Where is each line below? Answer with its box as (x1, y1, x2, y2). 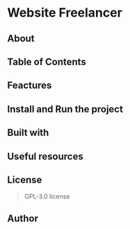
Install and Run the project (7, 103, 124, 115)
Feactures (7, 80, 52, 92)
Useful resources (7, 151, 83, 162)
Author (7, 212, 38, 224)
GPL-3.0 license (24, 192, 70, 201)
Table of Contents (7, 56, 87, 67)
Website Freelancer (7, 5, 123, 21)
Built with (7, 127, 49, 139)
